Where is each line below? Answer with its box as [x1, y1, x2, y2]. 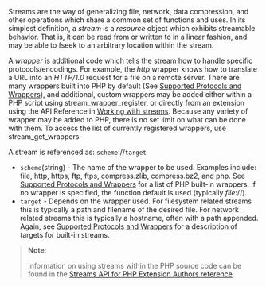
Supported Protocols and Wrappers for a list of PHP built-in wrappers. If [19, 180, 256, 189]
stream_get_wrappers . [8, 132, 82, 141]
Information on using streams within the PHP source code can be [27, 261, 242, 270]
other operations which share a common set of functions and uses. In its [8, 15, 246, 25]
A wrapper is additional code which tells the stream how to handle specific [8, 56, 253, 65]
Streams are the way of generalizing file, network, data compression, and [8, 7, 249, 16]
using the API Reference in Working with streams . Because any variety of [8, 106, 248, 116]
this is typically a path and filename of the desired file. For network [19, 205, 239, 214]
